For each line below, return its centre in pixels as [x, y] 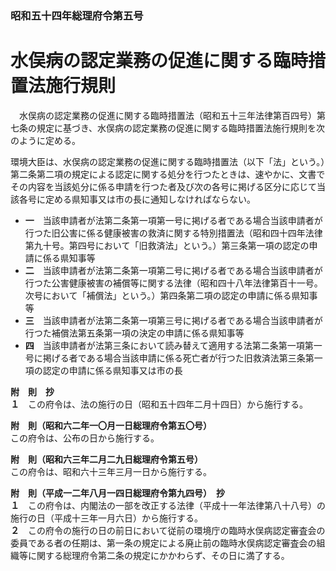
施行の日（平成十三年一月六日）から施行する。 [106, 518]
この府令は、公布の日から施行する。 [85, 438]
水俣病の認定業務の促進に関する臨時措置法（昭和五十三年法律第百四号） [167, 115]
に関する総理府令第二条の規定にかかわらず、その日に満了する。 [158, 555]
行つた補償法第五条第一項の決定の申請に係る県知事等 [134, 333]
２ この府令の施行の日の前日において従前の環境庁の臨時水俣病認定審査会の [168, 530]
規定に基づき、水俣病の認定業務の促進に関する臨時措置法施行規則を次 [181, 128]
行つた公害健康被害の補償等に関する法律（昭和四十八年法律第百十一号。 [173, 283]
